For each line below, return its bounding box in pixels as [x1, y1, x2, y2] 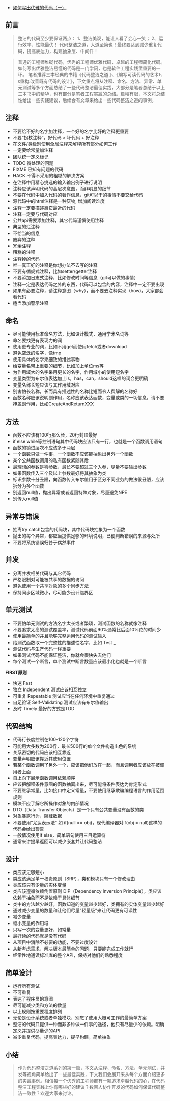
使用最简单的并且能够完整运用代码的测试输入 [12, 633, 107, 639]
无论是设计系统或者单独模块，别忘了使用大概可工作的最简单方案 [12, 1015, 147, 1021]
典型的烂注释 [12, 223, 40, 229]
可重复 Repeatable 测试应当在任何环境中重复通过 [12, 693, 116, 699]
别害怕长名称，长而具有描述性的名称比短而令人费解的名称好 [12, 388, 138, 394]
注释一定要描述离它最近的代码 [12, 204, 75, 211]
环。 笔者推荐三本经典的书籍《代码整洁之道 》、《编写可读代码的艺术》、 [17, 71, 165, 78]
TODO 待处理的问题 [12, 160, 54, 166]
